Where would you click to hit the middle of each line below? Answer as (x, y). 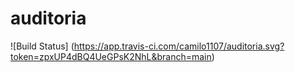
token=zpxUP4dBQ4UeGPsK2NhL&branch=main (111, 56)
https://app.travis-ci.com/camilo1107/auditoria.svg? (179, 46)
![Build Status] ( (42, 46)
